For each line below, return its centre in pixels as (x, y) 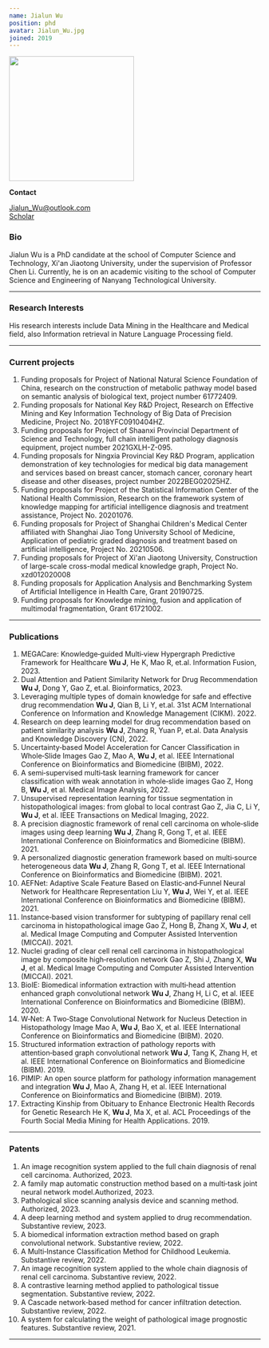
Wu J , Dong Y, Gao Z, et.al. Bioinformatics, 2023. (101, 688)
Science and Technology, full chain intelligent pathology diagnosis (129, 439)
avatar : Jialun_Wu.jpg (47, 30)
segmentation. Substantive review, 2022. (88, 1294)
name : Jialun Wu (36, 16)
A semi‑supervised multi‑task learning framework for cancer (120, 773)
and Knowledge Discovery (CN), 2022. (84, 739)
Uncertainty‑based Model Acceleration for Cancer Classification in (130, 747)
